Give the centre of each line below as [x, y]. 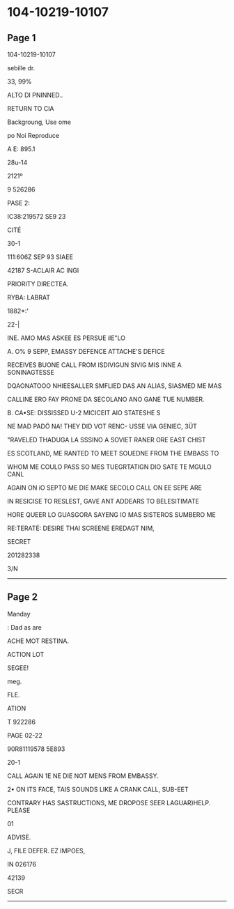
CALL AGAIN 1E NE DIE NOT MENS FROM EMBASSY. [83, 776]
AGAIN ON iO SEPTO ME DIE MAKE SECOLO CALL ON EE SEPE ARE [104, 488]
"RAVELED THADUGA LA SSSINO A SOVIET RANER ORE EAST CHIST [107, 440]
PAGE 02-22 [25, 735]
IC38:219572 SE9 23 [37, 216]
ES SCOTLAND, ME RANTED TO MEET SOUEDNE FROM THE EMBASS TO [113, 453]
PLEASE [19, 810]
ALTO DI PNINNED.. [35, 95]
